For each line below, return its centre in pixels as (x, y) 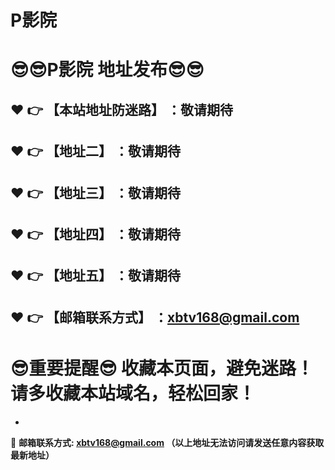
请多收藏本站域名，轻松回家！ (133, 393)
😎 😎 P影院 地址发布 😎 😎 (107, 70)
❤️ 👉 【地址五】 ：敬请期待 (96, 276)
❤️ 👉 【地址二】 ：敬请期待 (96, 151)
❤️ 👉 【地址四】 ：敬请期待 (96, 234)
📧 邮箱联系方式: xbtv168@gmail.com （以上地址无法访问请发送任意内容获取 (167, 442)
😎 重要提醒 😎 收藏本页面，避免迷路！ (162, 368)
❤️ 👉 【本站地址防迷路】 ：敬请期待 (122, 109)
